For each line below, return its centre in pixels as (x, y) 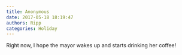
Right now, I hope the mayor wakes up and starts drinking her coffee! (91, 45)
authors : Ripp (24, 23)
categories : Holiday (32, 28)
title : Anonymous (28, 12)
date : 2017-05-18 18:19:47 (40, 17)
